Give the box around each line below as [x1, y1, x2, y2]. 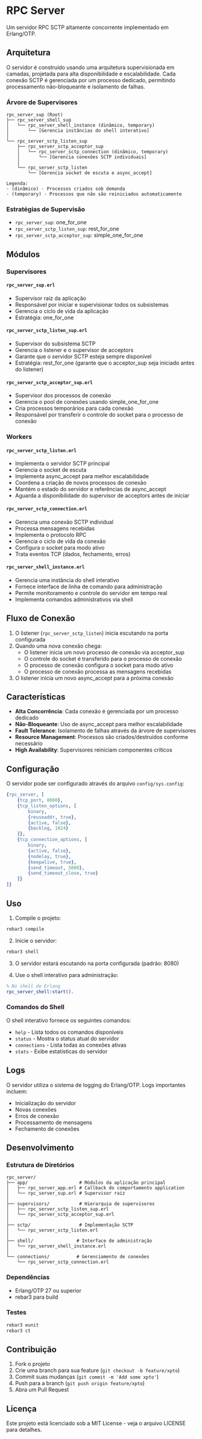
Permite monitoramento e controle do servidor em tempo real [14, 589, 168, 596]
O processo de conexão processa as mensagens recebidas [24, 668, 172, 675]
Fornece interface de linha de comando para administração [14, 583, 163, 590]
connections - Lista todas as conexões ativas [14, 1041, 127, 1048]
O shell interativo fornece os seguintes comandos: [6, 1016, 131, 1024]
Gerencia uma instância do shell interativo [14, 576, 119, 583]
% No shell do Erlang [6, 983, 61, 989]
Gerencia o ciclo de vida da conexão [14, 538, 106, 545]
